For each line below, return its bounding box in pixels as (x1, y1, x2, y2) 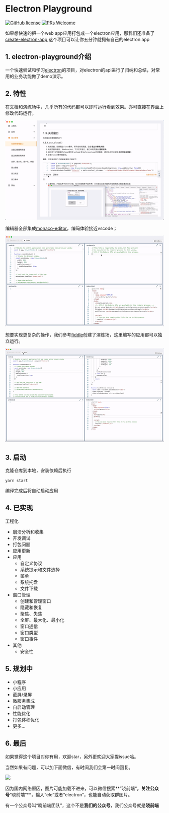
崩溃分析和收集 (12, 528, 44, 534)
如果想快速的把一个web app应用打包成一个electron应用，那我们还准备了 (5, 30, 155, 36)
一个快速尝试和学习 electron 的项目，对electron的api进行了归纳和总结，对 (5, 66, 156, 73)
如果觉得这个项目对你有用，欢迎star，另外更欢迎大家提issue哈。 (5, 754, 139, 760)
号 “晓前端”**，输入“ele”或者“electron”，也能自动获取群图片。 (5, 791, 133, 797)
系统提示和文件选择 (20, 566, 60, 572)
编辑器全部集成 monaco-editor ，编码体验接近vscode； (5, 225, 118, 231)
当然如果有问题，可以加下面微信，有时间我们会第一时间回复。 (5, 764, 133, 770)
